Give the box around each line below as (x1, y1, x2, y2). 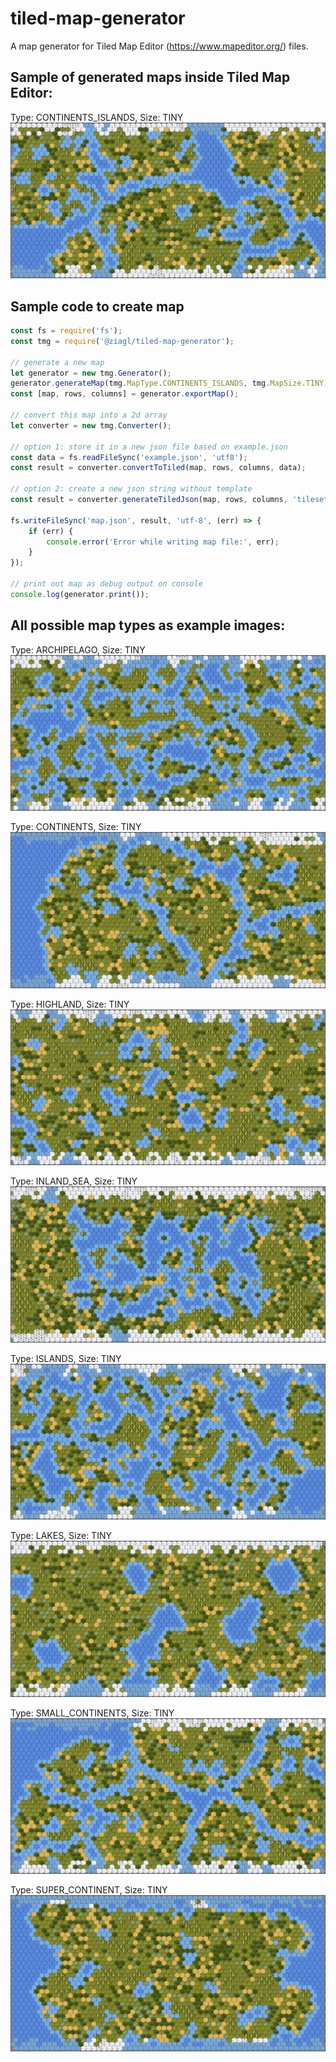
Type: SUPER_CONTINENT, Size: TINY (10, 1884, 168, 1896)
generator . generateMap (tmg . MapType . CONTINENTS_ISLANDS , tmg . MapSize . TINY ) (10, 378, 329, 389)
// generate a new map (10, 357, 105, 367)
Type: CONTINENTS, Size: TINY (10, 821, 142, 833)
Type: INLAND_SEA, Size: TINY (10, 1175, 138, 1187)
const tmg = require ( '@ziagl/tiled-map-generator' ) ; (10, 336, 235, 346)
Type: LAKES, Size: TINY (10, 1530, 112, 1542)
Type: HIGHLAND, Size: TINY (10, 998, 130, 1010)
